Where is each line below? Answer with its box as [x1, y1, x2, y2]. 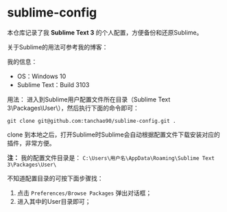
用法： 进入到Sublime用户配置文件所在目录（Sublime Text [7, 95, 171, 104]
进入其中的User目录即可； [16, 197, 91, 205]
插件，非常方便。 [7, 139, 56, 147]
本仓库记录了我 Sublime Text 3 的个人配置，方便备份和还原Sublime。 [7, 28, 203, 36]
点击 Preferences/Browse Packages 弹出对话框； [16, 189, 152, 197]
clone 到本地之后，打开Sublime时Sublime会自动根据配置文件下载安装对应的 [7, 130, 221, 139]
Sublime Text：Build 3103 [16, 80, 90, 89]
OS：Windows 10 [16, 72, 67, 80]
